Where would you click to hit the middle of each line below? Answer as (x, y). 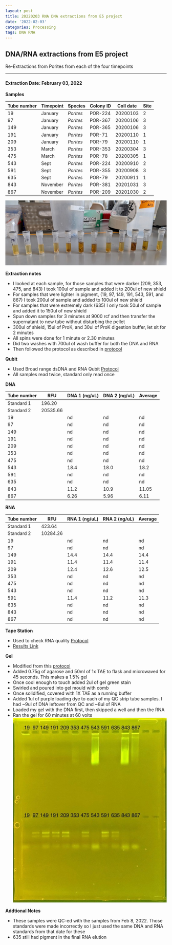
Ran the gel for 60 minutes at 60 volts (52, 715)
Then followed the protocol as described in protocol (67, 349)
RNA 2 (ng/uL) (119, 518)
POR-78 (99, 156)
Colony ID (100, 106)
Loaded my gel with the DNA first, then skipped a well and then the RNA (89, 710)
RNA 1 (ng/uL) (83, 518)
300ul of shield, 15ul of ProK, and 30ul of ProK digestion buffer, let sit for (89, 327)
